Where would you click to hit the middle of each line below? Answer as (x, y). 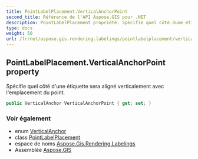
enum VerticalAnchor (40, 131)
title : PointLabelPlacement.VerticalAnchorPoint (67, 11)
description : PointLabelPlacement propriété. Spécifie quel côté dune (95, 22)
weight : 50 (19, 34)
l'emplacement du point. (36, 92)
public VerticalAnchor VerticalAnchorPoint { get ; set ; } (79, 103)
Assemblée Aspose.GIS (43, 150)
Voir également (29, 118)
